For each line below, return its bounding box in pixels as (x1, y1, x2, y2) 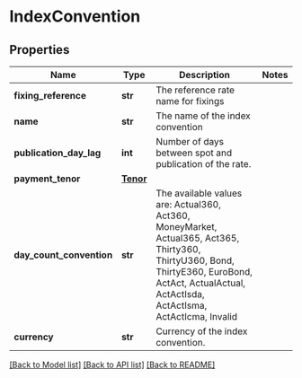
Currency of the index (155, 325, 248, 338)
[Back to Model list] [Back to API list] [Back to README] (9, 359, 216, 370)
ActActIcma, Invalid (155, 311, 238, 322)
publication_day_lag (13, 146, 102, 159)
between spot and (155, 146, 233, 159)
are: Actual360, (155, 198, 222, 210)
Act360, (155, 209, 191, 222)
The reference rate (155, 84, 235, 96)
